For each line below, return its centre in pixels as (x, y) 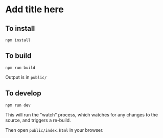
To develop (24, 93)
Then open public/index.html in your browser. (54, 130)
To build (18, 56)
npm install (18, 40)
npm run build (20, 68)
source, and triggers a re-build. (38, 120)
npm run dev (18, 105)
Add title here (34, 9)
